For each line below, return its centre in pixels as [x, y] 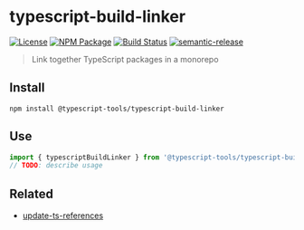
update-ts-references [63, 216]
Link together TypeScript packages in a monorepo [125, 59]
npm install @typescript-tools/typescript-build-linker [117, 109]
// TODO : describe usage [56, 166]
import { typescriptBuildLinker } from [85, 157]
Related [32, 193]
